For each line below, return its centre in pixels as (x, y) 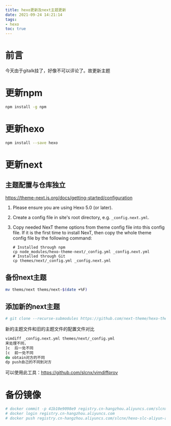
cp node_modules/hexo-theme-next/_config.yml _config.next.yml (81, 252)
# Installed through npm (39, 247)
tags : (11, 19)
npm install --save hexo (32, 143)
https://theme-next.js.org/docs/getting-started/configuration (69, 197)
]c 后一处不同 (20, 348)
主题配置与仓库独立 (35, 185)
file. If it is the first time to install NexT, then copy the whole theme (82, 232)
